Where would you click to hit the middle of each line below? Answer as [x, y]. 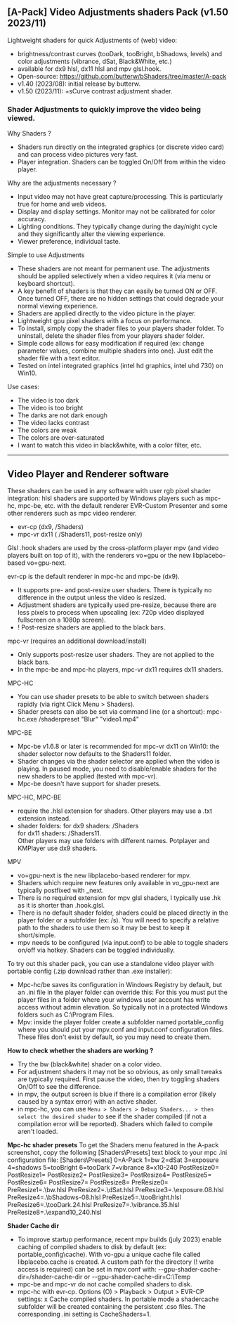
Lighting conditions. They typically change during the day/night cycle [117, 227]
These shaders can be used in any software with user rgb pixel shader [109, 490]
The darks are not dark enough [62, 415]
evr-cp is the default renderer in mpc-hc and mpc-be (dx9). [94, 576]
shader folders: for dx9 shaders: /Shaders [78, 825]
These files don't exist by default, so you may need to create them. [114, 1037]
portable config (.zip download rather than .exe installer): [90, 971]
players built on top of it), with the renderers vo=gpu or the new [99, 555]
